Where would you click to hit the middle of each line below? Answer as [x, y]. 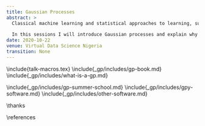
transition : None [28, 52]
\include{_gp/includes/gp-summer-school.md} [65, 87]
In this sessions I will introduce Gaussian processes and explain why [105, 35]
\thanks [16, 105]
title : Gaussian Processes [41, 12]
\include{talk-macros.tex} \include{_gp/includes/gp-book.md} [84, 69]
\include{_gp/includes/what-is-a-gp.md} [57, 75]
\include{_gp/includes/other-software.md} [95, 93]
